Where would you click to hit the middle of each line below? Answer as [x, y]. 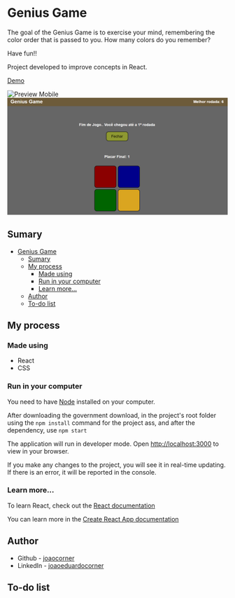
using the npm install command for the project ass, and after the [101, 423]
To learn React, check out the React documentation [81, 505]
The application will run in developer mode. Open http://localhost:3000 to [113, 444]
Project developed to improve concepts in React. [77, 67]
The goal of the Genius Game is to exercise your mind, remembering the [111, 32]
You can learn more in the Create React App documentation [93, 519]
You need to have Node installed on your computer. [81, 402]
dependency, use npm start [47, 430]
